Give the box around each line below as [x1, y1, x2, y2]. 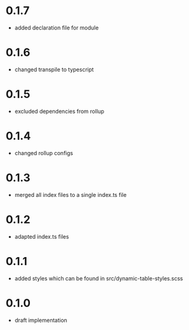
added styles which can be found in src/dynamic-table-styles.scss [14, 274, 183, 282]
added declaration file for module [14, 24, 99, 31]
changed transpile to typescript [14, 66, 94, 73]
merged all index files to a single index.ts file [14, 191, 127, 198]
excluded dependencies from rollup [14, 107, 105, 115]
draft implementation [14, 317, 68, 324]
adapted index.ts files [14, 232, 69, 240]
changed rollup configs [14, 149, 73, 156]
